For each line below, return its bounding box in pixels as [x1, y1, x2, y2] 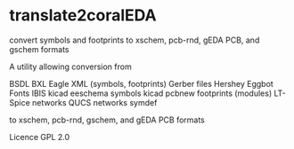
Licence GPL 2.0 [9, 131, 70, 142]
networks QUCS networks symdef [32, 97, 158, 107]
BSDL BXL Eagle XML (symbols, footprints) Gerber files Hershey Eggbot [9, 78, 274, 89]
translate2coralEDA [9, 5, 158, 26]
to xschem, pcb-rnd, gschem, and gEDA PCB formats [9, 114, 205, 125]
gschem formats [9, 43, 69, 54]
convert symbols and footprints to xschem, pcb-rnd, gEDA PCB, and [9, 35, 260, 45]
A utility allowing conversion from [9, 61, 132, 72]
